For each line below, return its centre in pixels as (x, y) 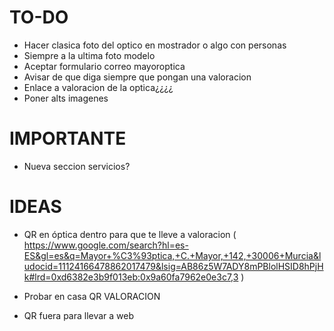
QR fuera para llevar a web (79, 315)
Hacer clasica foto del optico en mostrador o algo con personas (155, 45)
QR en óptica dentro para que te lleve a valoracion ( (130, 234)
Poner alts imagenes (66, 98)
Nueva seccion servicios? (77, 166)
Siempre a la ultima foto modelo (89, 55)
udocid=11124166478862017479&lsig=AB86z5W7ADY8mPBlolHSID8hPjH (173, 266)
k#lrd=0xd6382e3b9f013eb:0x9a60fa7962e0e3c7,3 (131, 277)
